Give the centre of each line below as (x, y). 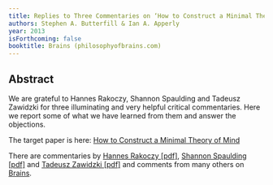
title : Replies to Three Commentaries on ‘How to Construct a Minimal (130, 16)
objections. (27, 124)
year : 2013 (27, 31)
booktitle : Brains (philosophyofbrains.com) (85, 46)
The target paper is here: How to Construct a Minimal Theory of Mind (124, 140)
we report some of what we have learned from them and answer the (122, 115)
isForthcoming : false (45, 39)
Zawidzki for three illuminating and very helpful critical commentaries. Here (134, 107)
